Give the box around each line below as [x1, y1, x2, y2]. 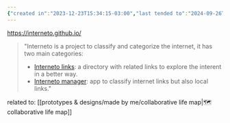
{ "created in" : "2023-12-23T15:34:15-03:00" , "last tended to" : [7, 10, 188, 17]
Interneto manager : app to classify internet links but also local [34, 77, 209, 85]
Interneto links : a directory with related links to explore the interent [34, 62, 222, 70]
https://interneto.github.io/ [7, 29, 82, 37]
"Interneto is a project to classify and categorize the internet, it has [23, 42, 213, 50]
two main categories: [23, 49, 84, 57]
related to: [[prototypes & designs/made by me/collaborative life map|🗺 [7, 98, 212, 106]
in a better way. [34, 70, 78, 78]
